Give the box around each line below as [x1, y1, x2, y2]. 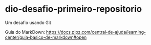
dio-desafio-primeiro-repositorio [5, 3, 142, 15]
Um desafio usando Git [5, 20, 51, 25]
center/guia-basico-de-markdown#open [5, 34, 87, 40]
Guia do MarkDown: [5, 29, 45, 35]
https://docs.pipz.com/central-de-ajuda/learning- [46, 29, 146, 35]
